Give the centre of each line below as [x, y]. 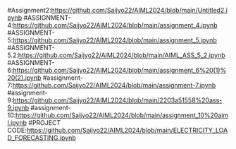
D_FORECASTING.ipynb [42, 138]
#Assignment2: [29, 10]
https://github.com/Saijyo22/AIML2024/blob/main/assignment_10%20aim [122, 115]
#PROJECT [44, 123]
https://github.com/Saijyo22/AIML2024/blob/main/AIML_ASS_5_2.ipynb [122, 55]
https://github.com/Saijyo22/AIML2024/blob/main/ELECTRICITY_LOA [127, 130]
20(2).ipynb [24, 78]
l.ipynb [17, 123]
